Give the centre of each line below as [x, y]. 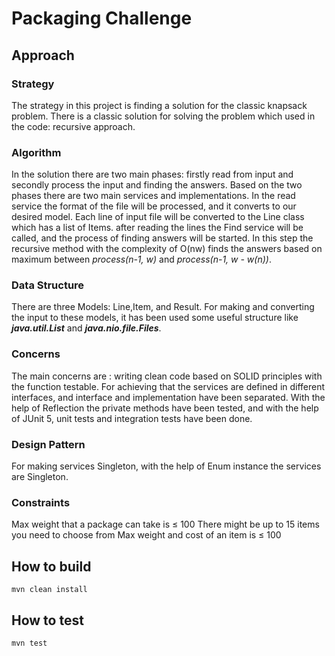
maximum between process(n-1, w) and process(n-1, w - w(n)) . [141, 259]
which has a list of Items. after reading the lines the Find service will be [157, 228]
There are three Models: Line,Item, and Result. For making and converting [163, 307]
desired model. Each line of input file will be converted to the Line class [158, 217]
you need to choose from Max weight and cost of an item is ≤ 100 [146, 535]
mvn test [29, 643]
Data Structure [48, 285]
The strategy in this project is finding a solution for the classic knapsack [159, 105]
